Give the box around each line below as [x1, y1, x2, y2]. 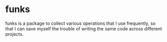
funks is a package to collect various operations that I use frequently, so [5, 20, 156, 26]
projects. [5, 31, 24, 37]
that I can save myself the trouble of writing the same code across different [5, 25, 162, 31]
